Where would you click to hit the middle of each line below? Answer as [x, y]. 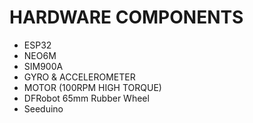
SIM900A [43, 66]
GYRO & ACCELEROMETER [79, 77]
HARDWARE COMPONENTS [126, 17]
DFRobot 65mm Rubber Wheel [86, 98]
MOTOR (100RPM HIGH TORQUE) [92, 87]
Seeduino [43, 108]
